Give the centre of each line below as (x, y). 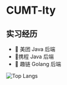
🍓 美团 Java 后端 (35, 49)
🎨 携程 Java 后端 (34, 56)
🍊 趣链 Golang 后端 (38, 64)
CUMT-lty (31, 10)
